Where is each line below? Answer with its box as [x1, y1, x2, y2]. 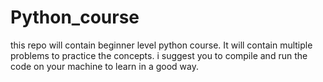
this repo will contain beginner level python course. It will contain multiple [10, 39, 313, 51]
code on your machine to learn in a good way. [10, 60, 200, 72]
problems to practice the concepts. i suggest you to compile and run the [10, 49, 308, 61]
